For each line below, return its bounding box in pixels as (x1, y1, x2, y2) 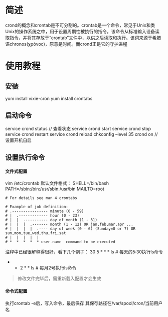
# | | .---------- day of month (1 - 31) (5, 218, 98, 223)
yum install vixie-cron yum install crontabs (5, 95, 93, 101)
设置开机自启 (5, 137, 32, 143)
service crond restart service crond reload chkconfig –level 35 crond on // (5, 131, 158, 137)
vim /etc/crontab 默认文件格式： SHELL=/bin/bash (5, 180, 109, 186)
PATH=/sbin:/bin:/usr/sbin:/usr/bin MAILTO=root (5, 186, 104, 192)
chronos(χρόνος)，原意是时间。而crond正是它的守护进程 (9, 41, 128, 47)
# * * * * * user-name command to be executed (5, 239, 115, 245)
